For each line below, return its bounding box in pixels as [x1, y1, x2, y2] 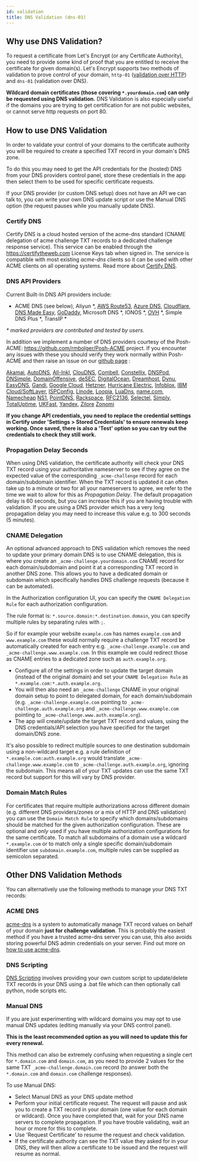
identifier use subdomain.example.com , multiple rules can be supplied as [6, 846, 179, 853]
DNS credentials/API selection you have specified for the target [14, 724, 170, 731]
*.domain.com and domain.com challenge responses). [6, 1070, 132, 1077]
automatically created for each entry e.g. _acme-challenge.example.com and [6, 643, 190, 650]
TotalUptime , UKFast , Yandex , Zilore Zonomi [6, 400, 115, 407]
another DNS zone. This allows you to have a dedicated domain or [6, 570, 168, 577]
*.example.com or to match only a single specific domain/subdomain [6, 840, 172, 847]
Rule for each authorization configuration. [6, 600, 108, 608]
